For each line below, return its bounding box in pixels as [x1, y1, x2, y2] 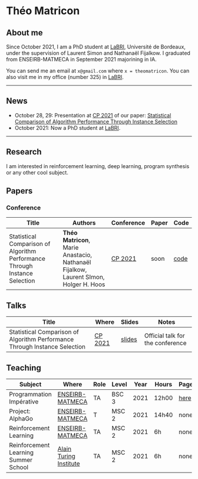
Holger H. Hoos [62, 280, 105, 288]
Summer [9, 455, 33, 464]
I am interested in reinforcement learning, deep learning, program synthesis [6, 162, 190, 169]
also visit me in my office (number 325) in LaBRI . [6, 74, 124, 80]
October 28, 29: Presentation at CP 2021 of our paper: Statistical [14, 111, 171, 119]
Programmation [9, 390, 52, 398]
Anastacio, [62, 251, 93, 259]
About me [6, 28, 43, 38]
